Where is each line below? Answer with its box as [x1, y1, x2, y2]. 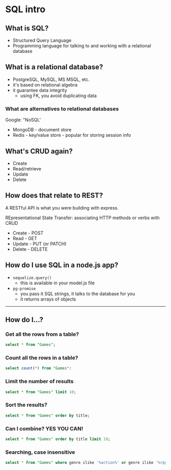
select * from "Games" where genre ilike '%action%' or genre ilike [5, 460, 154, 465]
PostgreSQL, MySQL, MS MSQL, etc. [12, 76, 90, 82]
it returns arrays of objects [20, 296, 76, 302]
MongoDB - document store [12, 127, 72, 133]
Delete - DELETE [12, 246, 48, 252]
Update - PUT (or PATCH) [12, 241, 67, 247]
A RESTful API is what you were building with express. [5, 204, 119, 211]
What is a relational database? [5, 63, 103, 72]
